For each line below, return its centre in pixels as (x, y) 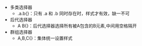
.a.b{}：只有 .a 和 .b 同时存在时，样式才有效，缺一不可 (74, 13)
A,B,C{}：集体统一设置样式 (45, 38)
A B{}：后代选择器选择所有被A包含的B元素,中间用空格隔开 (77, 26)
